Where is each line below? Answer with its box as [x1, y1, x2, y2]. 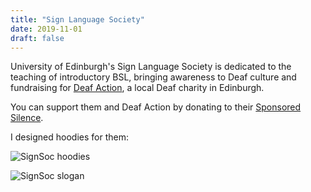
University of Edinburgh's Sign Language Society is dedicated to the [10, 61, 292, 73]
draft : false [10, 33, 65, 43]
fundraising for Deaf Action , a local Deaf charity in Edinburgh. [10, 82, 265, 94]
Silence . [10, 112, 44, 124]
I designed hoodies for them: [10, 131, 129, 143]
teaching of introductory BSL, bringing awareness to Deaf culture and [10, 71, 297, 83]
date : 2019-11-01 [10, 24, 83, 34]
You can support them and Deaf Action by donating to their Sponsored [10, 101, 302, 113]
